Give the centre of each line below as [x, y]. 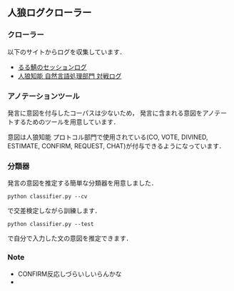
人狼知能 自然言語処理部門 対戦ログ [70, 76]
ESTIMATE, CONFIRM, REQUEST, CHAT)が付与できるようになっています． [116, 145]
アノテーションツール [44, 96]
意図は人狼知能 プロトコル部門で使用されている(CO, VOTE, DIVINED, [108, 137]
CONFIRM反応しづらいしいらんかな [70, 274]
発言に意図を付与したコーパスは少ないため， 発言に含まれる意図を [105, 113]
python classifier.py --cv [47, 197]
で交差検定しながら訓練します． [54, 211]
